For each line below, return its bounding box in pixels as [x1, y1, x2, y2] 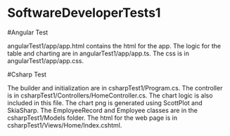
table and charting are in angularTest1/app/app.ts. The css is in [7, 49, 190, 57]
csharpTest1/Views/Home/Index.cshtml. [7, 121, 122, 129]
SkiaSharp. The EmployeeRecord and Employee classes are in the [7, 106, 198, 114]
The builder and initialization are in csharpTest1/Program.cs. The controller [7, 83, 223, 92]
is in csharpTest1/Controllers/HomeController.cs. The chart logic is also [7, 91, 213, 100]
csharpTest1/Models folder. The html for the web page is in [7, 114, 178, 122]
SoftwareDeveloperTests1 [7, 5, 161, 21]
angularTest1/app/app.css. [7, 56, 84, 64]
